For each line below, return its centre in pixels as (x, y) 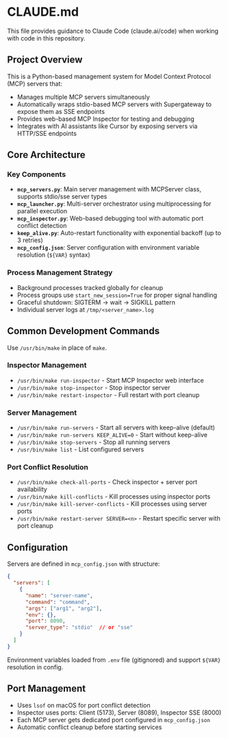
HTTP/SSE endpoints (47, 133)
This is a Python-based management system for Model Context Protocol (109, 76)
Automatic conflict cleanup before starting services (89, 727)
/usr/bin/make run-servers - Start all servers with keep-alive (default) (116, 428)
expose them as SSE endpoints (61, 111)
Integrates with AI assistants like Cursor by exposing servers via (107, 126)
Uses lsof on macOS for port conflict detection (84, 705)
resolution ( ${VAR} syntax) (53, 255)
